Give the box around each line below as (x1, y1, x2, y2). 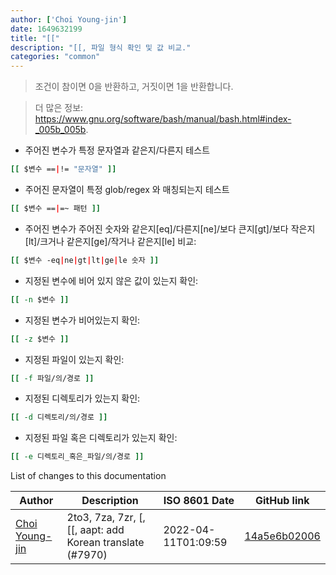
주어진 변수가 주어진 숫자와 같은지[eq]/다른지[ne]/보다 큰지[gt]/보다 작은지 (24, 222, 316, 235)
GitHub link (255, 494, 310, 508)
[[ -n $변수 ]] (10, 294, 70, 305)
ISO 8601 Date (163, 494, 235, 508)
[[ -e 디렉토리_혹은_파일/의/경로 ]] (10, 452, 145, 462)
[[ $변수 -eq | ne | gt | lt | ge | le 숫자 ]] (10, 255, 160, 265)
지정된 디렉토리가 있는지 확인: (24, 392, 141, 405)
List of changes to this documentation (10, 470, 167, 482)
